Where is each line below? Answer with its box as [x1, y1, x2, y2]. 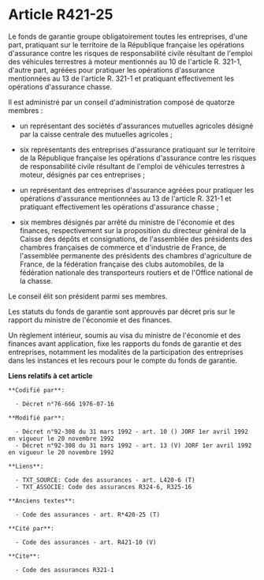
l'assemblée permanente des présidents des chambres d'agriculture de [19, 250, 252, 260]
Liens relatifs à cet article [8, 371, 93, 380]
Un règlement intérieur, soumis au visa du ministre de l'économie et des [8, 330, 241, 340]
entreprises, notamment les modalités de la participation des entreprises [8, 347, 244, 356]
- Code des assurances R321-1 [15, 566, 114, 574]
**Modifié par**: [8, 413, 65, 422]
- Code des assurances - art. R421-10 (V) [15, 538, 157, 546]
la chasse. [19, 276, 54, 285]
